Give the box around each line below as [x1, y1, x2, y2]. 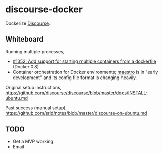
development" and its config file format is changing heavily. [12, 74, 137, 81]
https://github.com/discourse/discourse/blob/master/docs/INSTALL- [5, 90, 148, 96]
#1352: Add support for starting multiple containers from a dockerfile [12, 58, 156, 64]
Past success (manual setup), [5, 105, 67, 111]
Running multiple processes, [5, 48, 65, 54]
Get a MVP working [12, 138, 53, 144]
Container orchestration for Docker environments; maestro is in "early [12, 69, 158, 75]
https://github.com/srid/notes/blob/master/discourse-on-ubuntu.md [5, 110, 147, 116]
